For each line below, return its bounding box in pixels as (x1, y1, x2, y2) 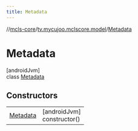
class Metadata (6, 73, 45, 80)
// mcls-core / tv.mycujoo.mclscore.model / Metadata (6, 25, 132, 33)
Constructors (6, 90, 58, 100)
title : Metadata (6, 8, 47, 15)
